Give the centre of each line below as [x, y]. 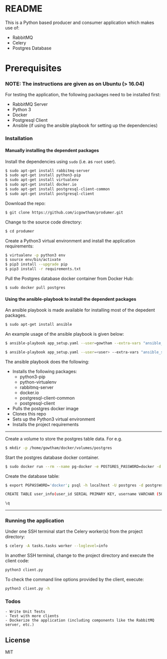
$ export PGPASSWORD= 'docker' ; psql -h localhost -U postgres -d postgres [84, 485]
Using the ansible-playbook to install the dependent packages [71, 299]
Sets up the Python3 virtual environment [54, 419]
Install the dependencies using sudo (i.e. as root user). [61, 161]
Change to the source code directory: [43, 222]
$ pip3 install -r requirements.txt [43, 269]
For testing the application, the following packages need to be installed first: [83, 95]
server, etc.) [20, 625]
